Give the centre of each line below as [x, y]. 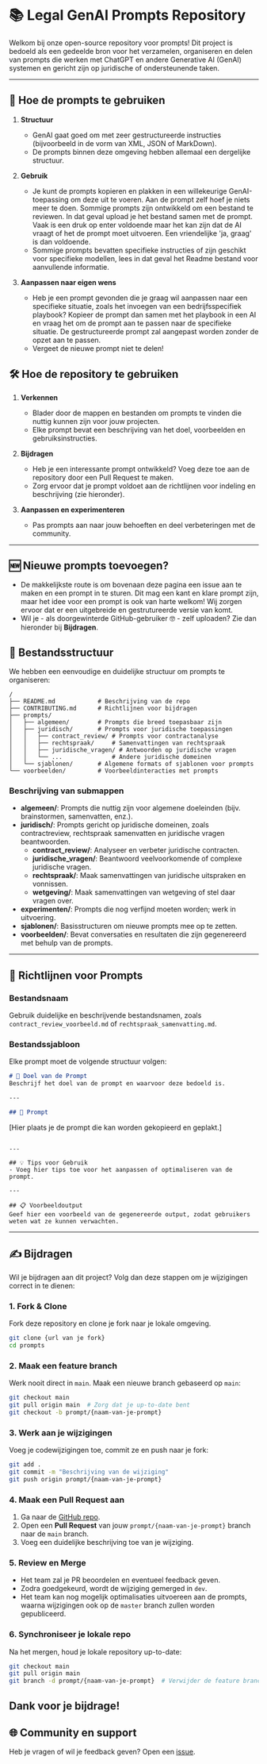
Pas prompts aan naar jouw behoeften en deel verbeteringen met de [144, 525]
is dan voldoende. [61, 241]
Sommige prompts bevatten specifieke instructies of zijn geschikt [139, 250]
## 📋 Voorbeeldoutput [46, 1205]
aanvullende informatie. [71, 267]
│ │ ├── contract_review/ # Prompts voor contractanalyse [114, 736]
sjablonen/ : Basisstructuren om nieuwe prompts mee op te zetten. [129, 926]
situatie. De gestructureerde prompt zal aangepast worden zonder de [145, 331]
